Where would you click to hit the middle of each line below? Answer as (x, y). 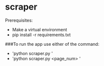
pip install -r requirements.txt (41, 35)
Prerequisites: (19, 20)
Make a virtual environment (40, 29)
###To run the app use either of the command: (52, 44)
